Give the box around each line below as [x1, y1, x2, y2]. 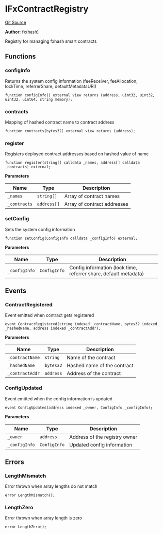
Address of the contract [66, 370, 121, 377]
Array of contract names [64, 193, 120, 200]
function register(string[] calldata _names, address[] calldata [5, 160, 140, 165]
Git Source [5, 19, 27, 25]
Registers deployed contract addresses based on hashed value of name [5, 151, 149, 157]
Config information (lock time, [69, 264, 137, 271]
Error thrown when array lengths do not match [5, 483, 98, 489]
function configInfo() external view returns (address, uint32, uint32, [5, 92, 155, 98]
